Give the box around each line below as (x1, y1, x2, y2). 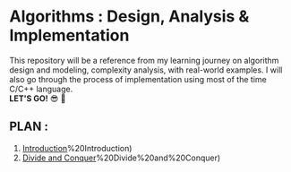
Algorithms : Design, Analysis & (9, 6, 250, 27)
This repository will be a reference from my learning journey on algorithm (9, 55, 279, 65)
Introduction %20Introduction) (21, 142, 133, 153)
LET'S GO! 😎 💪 (9, 92, 66, 104)
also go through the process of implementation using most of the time (9, 73, 267, 84)
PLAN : (9, 119, 49, 134)
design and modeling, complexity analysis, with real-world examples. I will (9, 64, 283, 75)
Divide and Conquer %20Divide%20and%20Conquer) (21, 152, 221, 163)
